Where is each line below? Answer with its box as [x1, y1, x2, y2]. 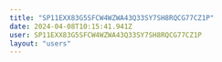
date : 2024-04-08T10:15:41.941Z [9, 22, 132, 31]
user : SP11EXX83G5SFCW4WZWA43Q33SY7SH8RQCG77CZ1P [9, 30, 203, 39]
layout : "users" [9, 38, 71, 48]
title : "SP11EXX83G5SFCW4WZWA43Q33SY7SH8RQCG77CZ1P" [9, 13, 215, 23]
